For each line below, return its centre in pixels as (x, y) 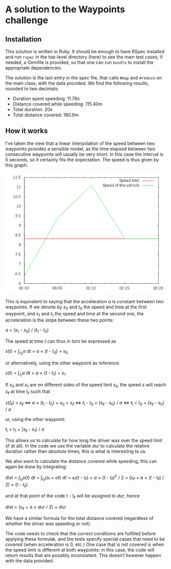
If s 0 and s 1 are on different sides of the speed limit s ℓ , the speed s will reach (86, 385)
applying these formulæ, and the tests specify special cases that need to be (85, 539)
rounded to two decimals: (32, 89)
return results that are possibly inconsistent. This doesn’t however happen (83, 555)
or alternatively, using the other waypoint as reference (62, 363)
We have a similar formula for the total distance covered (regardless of (79, 518)
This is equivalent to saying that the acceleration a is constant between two (85, 301)
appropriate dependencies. (34, 68)
